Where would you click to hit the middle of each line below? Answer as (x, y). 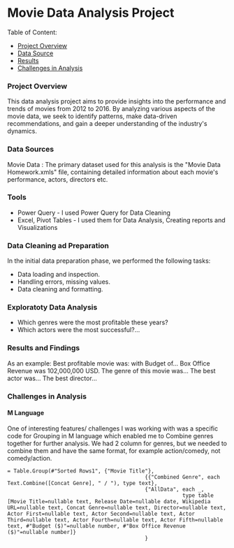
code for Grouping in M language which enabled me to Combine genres (110, 435)
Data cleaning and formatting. (60, 289)
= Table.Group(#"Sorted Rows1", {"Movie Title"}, (81, 471)
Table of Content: (32, 32)
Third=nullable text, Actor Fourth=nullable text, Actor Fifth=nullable (115, 520)
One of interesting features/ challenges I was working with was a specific (113, 428)
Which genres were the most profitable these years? (93, 322)
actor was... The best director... (52, 378)
